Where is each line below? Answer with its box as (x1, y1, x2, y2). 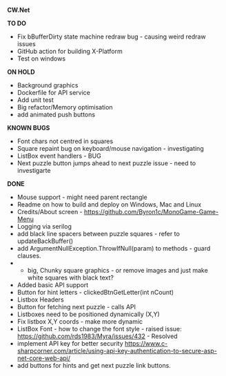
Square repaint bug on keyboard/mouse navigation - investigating (17, 145, 205, 152)
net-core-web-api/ (17, 354, 71, 362)
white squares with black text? (27, 273, 114, 282)
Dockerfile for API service (17, 89, 91, 96)
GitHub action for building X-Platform (17, 48, 123, 55)
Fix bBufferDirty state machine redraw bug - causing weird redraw (17, 32, 206, 41)
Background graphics (17, 81, 79, 89)
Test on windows (17, 54, 66, 63)
